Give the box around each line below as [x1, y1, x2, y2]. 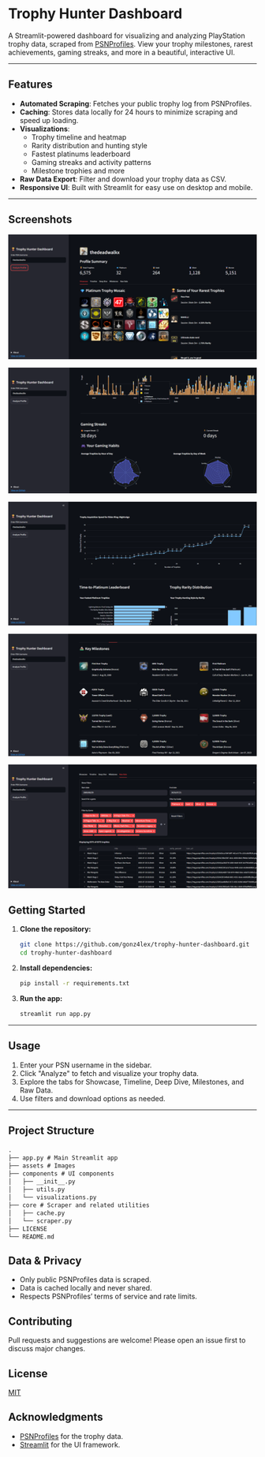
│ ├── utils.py [8, 1185, 65, 1194]
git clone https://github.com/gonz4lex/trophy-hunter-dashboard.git [19, 940, 250, 949]
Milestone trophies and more [31, 166, 125, 175]
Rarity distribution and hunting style [31, 140, 147, 150]
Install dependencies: [19, 963, 93, 973]
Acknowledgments [8, 1410, 104, 1424]
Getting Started [8, 903, 86, 917]
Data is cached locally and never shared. [19, 1283, 152, 1293]
